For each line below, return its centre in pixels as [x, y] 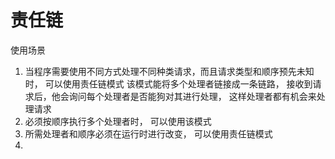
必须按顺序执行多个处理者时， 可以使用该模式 [118, 121]
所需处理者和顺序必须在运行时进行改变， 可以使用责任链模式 [148, 133]
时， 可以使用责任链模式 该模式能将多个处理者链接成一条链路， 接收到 [168, 83]
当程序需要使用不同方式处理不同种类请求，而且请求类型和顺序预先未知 [169, 71]
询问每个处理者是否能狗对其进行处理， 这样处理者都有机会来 [192, 96]
